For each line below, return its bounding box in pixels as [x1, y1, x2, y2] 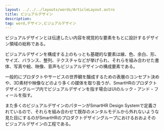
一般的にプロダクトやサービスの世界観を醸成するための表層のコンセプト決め [5, 74, 160, 80]
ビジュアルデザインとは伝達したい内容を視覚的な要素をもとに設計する [5, 35, 146, 41]
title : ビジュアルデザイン [5, 12, 53, 17]
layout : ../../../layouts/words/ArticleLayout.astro [5, 7, 115, 12]
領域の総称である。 [9, 41, 48, 47]
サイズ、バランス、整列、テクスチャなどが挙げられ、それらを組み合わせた [5, 57, 155, 64]
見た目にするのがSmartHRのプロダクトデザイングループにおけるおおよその [5, 115, 156, 121]
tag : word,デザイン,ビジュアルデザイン [5, 21, 77, 26]
